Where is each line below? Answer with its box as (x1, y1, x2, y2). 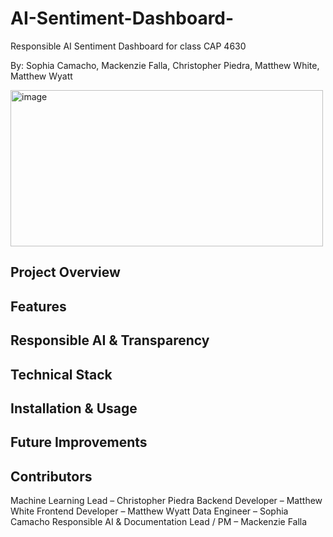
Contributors (10, 468, 93, 485)
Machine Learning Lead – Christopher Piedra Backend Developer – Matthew (10, 495, 323, 507)
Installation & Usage (10, 400, 138, 417)
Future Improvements (10, 434, 148, 451)
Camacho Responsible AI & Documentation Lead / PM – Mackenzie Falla (10, 516, 308, 528)
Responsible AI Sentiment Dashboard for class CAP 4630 (10, 40, 247, 52)
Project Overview (10, 264, 121, 281)
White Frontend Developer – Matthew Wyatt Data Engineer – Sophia (10, 505, 289, 517)
